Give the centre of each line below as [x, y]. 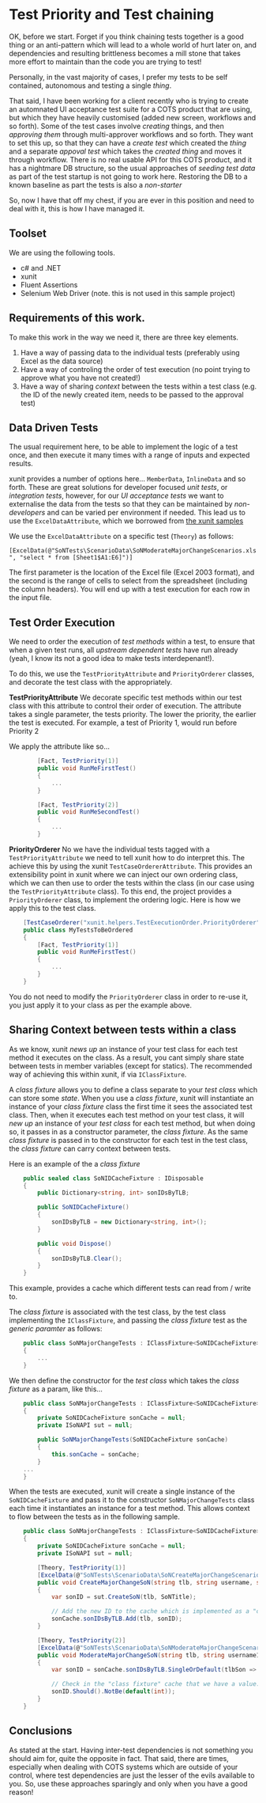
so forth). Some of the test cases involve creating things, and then [116, 126]
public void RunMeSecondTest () [89, 812]
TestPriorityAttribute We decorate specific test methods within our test [126, 697]
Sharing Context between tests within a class [123, 1030]
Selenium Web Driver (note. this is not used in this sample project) [128, 293]
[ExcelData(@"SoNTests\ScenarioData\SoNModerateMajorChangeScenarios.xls [133, 551]
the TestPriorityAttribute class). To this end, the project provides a [120, 891]
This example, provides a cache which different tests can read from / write [130, 1289]
